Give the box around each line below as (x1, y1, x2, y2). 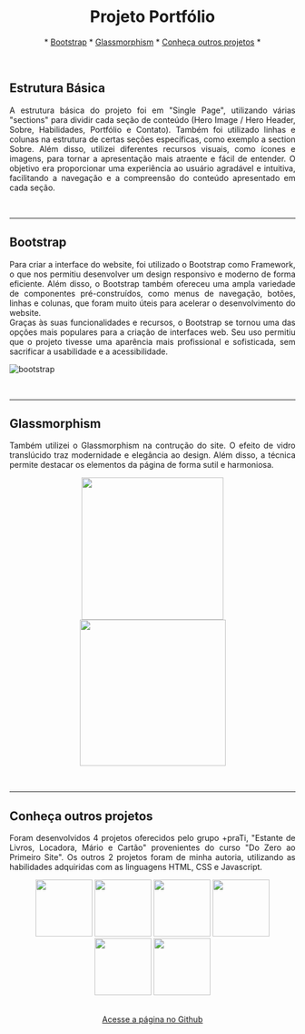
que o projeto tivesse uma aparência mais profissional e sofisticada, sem (9, 336, 296, 347)
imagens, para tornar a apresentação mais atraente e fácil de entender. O (9, 153, 296, 164)
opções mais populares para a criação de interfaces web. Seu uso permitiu (9, 326, 296, 338)
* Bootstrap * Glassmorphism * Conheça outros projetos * (44, 36, 261, 47)
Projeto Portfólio (89, 6, 216, 27)
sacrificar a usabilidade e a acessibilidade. (9, 346, 169, 357)
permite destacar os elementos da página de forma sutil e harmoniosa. (9, 460, 274, 471)
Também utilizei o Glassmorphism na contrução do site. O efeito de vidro (9, 440, 296, 451)
